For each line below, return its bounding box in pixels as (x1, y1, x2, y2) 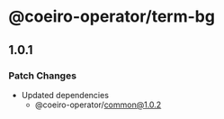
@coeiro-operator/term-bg (8, 6, 215, 27)
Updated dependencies (21, 89, 110, 100)
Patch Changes (8, 69, 77, 82)
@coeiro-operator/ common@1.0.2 (34, 99, 162, 110)
